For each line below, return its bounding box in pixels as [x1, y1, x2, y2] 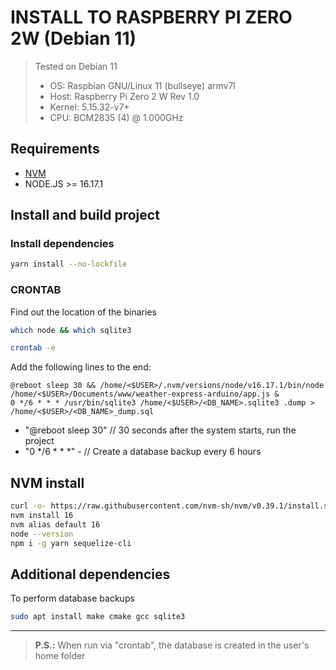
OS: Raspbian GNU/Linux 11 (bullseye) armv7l [49, 79, 236, 91]
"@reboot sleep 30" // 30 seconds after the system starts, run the [24, 424, 297, 436]
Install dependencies [10, 237, 115, 251]
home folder [34, 650, 86, 662]
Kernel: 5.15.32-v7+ [49, 101, 130, 113]
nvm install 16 [10, 511, 74, 521]
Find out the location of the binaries [10, 306, 157, 318]
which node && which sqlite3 [10, 325, 132, 335]
